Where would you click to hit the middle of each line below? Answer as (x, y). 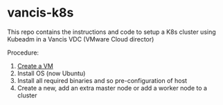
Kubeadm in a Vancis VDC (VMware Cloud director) (81, 39)
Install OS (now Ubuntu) (51, 73)
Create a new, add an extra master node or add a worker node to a (112, 88)
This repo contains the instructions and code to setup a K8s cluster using (111, 32)
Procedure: (23, 52)
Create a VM (35, 66)
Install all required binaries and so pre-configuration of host (102, 80)
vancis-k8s (41, 13)
